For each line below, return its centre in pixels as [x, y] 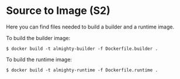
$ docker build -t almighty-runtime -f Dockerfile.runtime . [82, 70]
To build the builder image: [38, 38]
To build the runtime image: [39, 59]
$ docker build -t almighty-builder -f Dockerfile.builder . [82, 49]
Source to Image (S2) [58, 11]
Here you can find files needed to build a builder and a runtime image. [90, 27]
